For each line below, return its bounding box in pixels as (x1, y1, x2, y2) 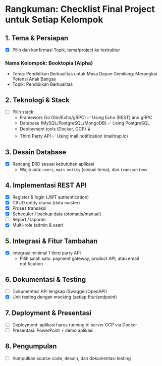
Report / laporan (12, 217, 46, 223)
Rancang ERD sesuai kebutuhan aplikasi (12, 161, 94, 167)
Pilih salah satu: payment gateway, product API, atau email (19, 255, 139, 261)
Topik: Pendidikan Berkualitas (12, 81, 73, 87)
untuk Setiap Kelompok (5, 14, 103, 25)
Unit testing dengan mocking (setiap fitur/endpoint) (12, 294, 117, 300)
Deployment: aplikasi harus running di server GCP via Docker (12, 321, 137, 328)
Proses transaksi (12, 205, 47, 211)
